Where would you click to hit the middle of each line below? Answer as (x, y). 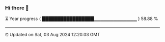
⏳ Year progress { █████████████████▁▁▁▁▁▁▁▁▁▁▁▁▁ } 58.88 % (82, 19)
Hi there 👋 (17, 8)
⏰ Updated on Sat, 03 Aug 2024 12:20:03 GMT (53, 35)
